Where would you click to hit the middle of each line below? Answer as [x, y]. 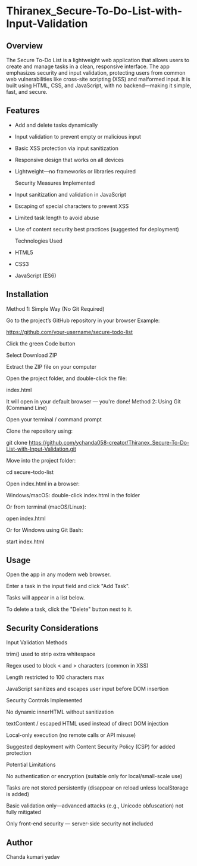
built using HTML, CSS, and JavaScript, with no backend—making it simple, [99, 85]
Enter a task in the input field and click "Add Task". [68, 586]
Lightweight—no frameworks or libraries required [75, 171]
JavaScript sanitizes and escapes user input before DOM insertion [87, 689]
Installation [27, 294]
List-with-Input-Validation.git [41, 449]
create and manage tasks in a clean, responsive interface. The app [88, 66]
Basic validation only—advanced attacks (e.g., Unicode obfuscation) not [95, 806]
